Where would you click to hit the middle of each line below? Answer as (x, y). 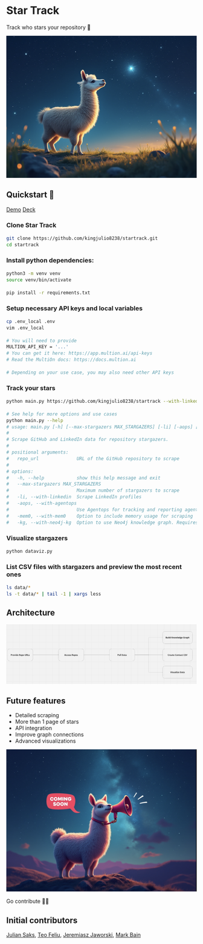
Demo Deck (21, 209)
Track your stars (31, 388)
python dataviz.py (29, 551)
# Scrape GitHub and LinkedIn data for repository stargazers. (88, 440)
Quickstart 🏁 (30, 195)
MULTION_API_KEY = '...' (37, 347)
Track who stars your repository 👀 (49, 27)
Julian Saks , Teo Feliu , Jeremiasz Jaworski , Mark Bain (73, 935)
